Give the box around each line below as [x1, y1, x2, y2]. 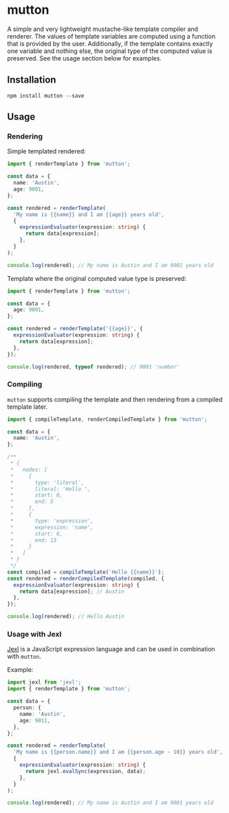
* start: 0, [10, 492, 63, 499]
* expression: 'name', [10, 524, 94, 531]
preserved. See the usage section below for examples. [7, 54, 162, 62]
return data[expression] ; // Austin [19, 588, 125, 595]
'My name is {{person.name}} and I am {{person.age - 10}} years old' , [13, 749, 223, 756]
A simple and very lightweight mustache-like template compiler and [7, 25, 198, 33]
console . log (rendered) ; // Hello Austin [7, 613, 125, 620]
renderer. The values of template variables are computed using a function [7, 32, 216, 40]
